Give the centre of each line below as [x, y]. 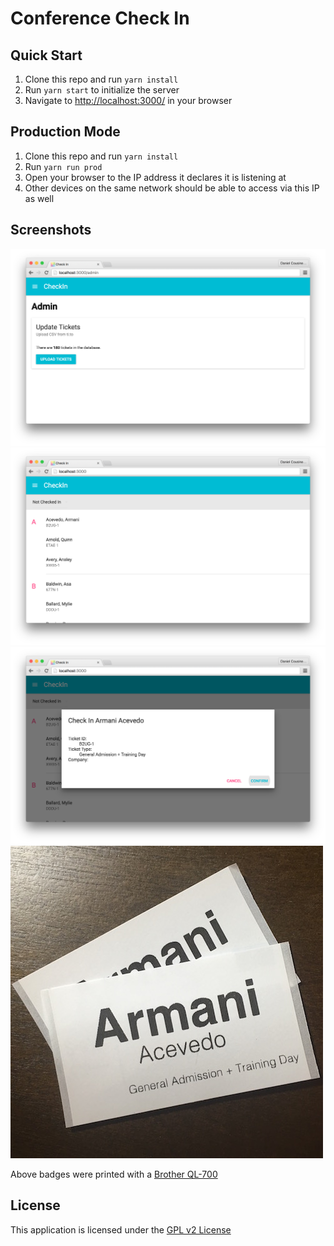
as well [39, 198]
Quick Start [46, 55]
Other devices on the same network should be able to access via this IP [172, 188]
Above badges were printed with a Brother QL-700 [114, 1174]
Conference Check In [100, 18]
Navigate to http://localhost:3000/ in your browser [128, 100]
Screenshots [51, 230]
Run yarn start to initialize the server [102, 90]
